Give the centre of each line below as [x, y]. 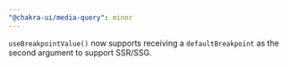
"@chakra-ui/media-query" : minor [71, 17]
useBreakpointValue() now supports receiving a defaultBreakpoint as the [144, 43]
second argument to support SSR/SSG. [80, 52]
